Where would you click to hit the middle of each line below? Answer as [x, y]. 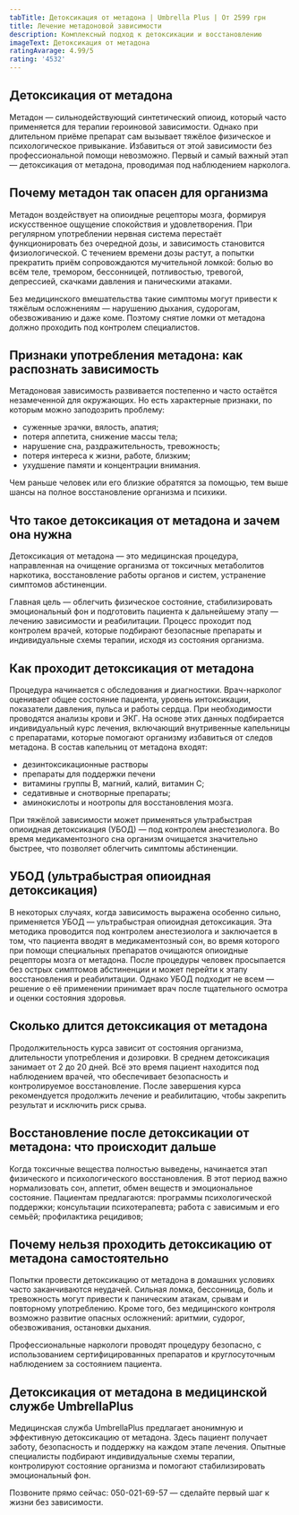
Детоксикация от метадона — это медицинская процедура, [124, 556]
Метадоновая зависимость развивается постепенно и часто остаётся [143, 391]
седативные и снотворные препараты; [96, 793]
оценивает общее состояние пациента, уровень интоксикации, [130, 699]
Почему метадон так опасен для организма [139, 193]
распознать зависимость [84, 370]
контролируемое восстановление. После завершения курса [125, 1086]
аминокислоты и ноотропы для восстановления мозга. [128, 802]
